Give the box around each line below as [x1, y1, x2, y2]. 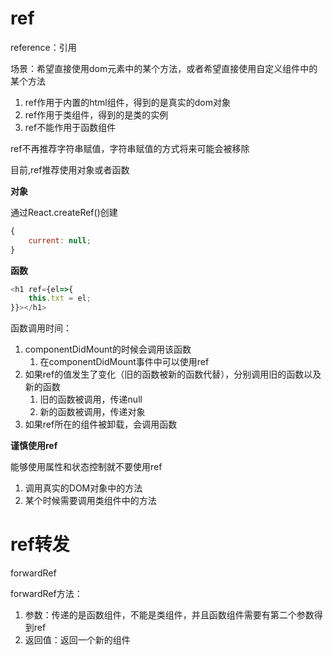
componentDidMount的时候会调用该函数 [24, 343, 192, 356]
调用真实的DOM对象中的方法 [24, 482, 143, 494]
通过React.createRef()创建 [10, 206, 118, 218]
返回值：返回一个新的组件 [24, 634, 131, 646]
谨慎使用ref [10, 440, 58, 452]
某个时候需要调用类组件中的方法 [24, 495, 157, 507]
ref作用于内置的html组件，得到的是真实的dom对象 [24, 96, 231, 108]
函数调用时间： [10, 322, 72, 334]
